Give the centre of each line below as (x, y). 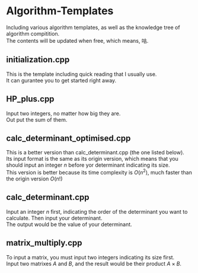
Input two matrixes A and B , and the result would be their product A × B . (94, 264)
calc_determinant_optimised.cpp (68, 138)
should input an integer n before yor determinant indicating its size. (88, 165)
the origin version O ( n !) (34, 179)
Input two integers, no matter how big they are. (63, 113)
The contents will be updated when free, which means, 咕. (77, 40)
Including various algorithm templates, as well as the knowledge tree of (93, 27)
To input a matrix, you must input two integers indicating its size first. (90, 257)
